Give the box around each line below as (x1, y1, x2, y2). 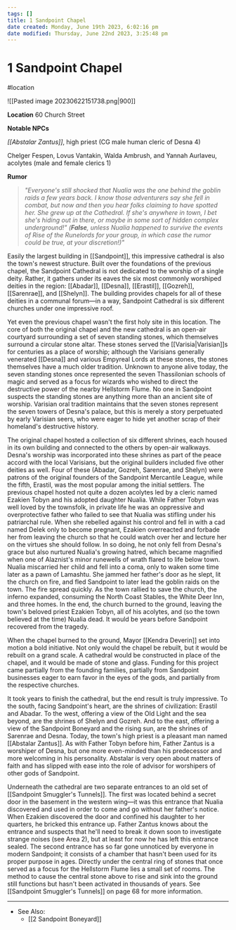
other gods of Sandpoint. (7, 769, 79, 778)
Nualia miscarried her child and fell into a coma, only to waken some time (7, 563, 219, 571)
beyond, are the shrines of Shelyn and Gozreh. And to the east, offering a (7, 717, 220, 726)
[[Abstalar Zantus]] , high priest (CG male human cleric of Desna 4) (7, 138, 202, 146)
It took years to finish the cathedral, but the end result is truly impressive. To (7, 695, 228, 703)
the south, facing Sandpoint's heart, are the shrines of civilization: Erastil (7, 702, 218, 710)
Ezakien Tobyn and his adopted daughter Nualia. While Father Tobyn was (7, 496, 219, 504)
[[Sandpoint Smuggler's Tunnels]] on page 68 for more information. (7, 887, 203, 896)
